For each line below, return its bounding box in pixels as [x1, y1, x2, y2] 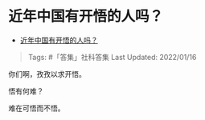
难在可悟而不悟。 [8, 103, 65, 113]
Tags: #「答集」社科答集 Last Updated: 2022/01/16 [27, 52, 197, 62]
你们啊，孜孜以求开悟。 [8, 69, 86, 78]
